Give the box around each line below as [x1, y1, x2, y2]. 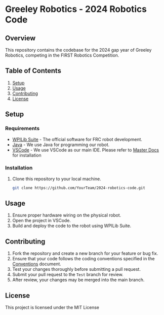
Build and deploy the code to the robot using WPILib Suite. [12, 223, 131, 229]
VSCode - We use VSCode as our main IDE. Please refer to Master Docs [12, 147, 159, 153]
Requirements [5, 125, 40, 132]
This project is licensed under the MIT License [5, 305, 100, 311]
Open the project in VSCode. [12, 218, 71, 224]
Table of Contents [5, 67, 62, 75]
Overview [5, 34, 36, 42]
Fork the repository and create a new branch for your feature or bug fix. [12, 250, 158, 256]
